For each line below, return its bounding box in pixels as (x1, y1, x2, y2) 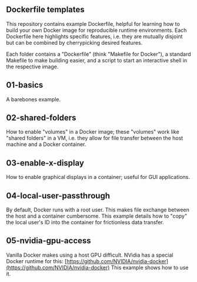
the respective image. (6, 63, 59, 70)
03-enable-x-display (6, 158, 84, 168)
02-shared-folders (6, 113, 76, 123)
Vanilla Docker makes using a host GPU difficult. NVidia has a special (6, 251, 173, 258)
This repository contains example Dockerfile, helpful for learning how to (6, 20, 181, 27)
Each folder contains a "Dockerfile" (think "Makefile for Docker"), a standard (6, 50, 191, 58)
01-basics (6, 80, 44, 90)
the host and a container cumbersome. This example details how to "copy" (6, 213, 187, 220)
